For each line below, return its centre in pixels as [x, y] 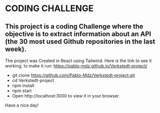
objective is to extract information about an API [78, 34]
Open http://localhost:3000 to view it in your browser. [66, 96]
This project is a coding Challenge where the [74, 26]
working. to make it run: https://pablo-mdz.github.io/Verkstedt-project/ [76, 66]
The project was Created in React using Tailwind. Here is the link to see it [79, 61]
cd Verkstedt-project [33, 80]
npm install [23, 86]
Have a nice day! [22, 105]
